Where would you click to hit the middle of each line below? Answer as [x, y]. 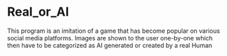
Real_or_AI [38, 12]
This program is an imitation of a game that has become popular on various [113, 31]
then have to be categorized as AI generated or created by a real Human [110, 45]
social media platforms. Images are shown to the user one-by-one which [110, 38]
